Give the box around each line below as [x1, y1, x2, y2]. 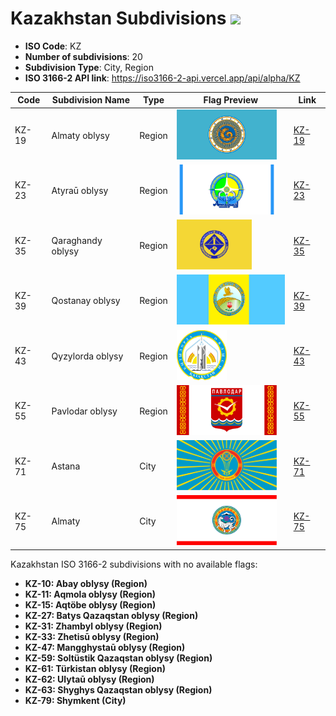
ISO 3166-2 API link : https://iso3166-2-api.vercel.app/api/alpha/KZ [24, 72, 301, 84]
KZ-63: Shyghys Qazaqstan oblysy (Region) [24, 683, 213, 696]
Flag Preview [203, 94, 259, 106]
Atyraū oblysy [51, 184, 109, 196]
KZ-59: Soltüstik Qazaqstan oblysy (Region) [24, 652, 213, 664]
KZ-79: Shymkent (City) [24, 694, 127, 706]
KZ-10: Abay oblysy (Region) [24, 577, 148, 589]
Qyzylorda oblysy [51, 350, 124, 362]
